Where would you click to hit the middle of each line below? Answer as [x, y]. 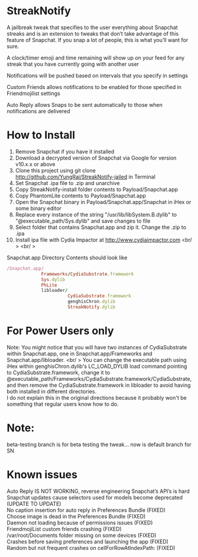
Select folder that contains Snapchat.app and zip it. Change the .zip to [101, 227]
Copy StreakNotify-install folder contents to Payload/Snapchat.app [97, 189]
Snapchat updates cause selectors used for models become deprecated [95, 497]
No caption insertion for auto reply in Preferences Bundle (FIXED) [86, 510]
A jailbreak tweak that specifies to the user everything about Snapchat [92, 27]
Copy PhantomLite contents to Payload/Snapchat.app [81, 195]
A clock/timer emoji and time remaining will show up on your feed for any [96, 58]
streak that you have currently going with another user [73, 64]
